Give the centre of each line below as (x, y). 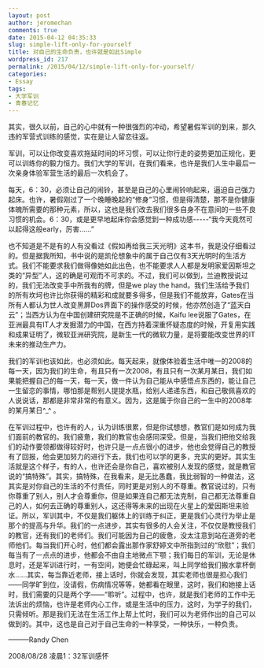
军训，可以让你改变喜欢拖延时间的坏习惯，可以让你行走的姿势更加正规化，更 (132, 154)
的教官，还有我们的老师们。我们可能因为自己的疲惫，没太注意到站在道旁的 (128, 536)
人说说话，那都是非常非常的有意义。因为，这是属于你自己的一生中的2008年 (130, 401)
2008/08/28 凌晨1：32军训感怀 (59, 656)
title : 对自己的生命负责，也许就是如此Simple (75, 52)
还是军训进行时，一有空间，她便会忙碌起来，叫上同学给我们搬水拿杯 (139, 565)
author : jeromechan (40, 23)
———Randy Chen (38, 640)
